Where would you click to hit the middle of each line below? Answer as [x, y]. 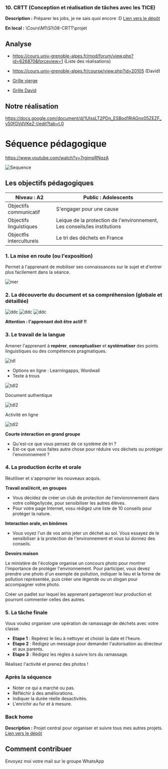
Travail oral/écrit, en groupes [36, 488]
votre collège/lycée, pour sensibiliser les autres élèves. [69, 503]
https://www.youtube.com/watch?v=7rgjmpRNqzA [57, 157]
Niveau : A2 [29, 197]
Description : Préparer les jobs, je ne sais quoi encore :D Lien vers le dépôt [83, 19]
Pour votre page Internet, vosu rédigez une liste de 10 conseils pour [82, 508]
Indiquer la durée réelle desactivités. [50, 699]
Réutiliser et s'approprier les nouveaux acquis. [53, 478]
